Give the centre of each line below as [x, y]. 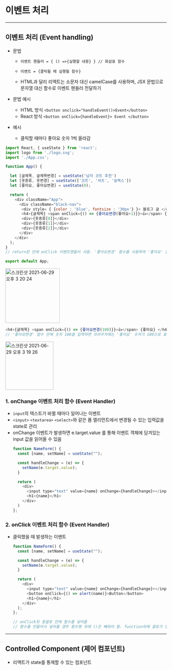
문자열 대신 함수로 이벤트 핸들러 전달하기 [61, 88]
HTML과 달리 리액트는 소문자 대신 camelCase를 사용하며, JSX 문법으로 [92, 81]
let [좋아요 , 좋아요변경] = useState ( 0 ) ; [50, 185]
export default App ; [27, 262]
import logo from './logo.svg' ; [40, 153]
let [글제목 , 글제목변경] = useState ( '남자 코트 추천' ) [63, 176]
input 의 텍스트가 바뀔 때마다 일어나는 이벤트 [57, 414]
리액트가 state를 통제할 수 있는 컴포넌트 [52, 662]
